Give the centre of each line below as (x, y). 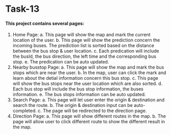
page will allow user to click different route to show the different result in (89, 122)
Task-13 (22, 9)
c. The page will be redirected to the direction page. (92, 111)
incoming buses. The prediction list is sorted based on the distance (83, 46)
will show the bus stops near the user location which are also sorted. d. (88, 84)
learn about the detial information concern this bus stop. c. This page (85, 78)
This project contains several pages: (45, 23)
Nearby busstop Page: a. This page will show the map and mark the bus (88, 67)
